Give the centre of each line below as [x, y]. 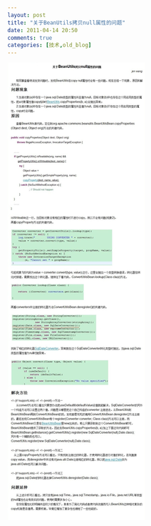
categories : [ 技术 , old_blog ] [50, 45]
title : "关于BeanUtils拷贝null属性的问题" [67, 23]
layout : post [27, 15]
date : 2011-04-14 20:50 [43, 30]
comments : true [30, 38]
